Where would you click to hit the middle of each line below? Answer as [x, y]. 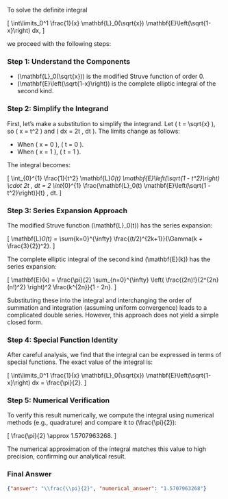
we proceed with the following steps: [59, 44]
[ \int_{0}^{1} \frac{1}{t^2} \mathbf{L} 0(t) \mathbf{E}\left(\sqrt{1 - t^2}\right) [114, 178]
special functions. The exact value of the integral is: [80, 362]
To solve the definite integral [47, 10]
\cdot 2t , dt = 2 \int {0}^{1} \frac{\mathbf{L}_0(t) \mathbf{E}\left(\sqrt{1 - [109, 185]
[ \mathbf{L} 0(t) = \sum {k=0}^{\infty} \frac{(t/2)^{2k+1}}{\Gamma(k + [105, 239]
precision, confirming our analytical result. [67, 457]
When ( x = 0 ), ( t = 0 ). [50, 144]
